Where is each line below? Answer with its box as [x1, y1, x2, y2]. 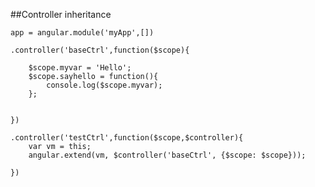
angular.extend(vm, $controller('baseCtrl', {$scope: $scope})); [28, 150, 307, 160]
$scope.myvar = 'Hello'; [28, 63, 132, 73]
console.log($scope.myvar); [46, 80, 163, 90]
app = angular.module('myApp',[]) [10, 28, 155, 38]
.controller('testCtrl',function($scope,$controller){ [10, 133, 244, 143]
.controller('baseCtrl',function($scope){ [10, 45, 190, 55]
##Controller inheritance [10, 9, 112, 20]
